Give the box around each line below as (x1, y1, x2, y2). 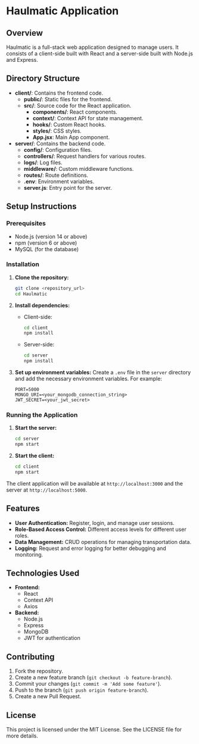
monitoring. (14, 551, 43, 558)
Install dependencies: (14, 302, 70, 309)
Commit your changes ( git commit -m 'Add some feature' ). (14, 680, 162, 687)
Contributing (6, 652, 55, 662)
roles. (14, 532, 29, 539)
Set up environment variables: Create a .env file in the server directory (14, 369, 191, 376)
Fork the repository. (14, 668, 64, 675)
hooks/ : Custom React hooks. (32, 121, 106, 128)
